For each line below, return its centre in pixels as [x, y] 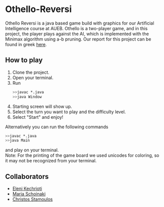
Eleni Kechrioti [27, 188]
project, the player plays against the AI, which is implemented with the [77, 34]
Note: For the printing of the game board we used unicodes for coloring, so [82, 155]
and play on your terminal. [32, 150]
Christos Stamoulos [33, 199]
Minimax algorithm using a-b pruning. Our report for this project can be [78, 39]
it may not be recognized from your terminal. [51, 161]
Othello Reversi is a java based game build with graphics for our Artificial [80, 23]
